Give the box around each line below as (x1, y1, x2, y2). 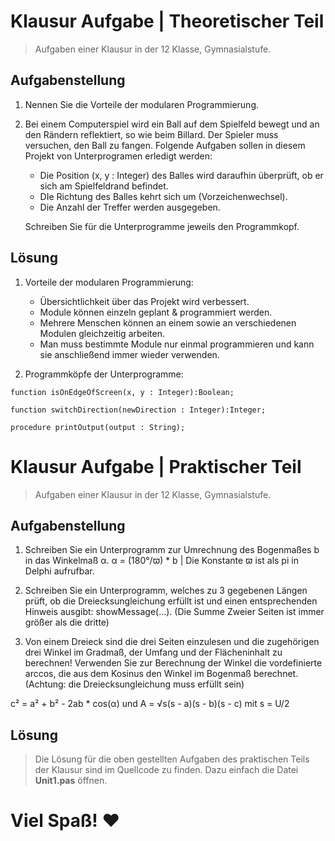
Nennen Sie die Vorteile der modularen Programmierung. (24, 98, 259, 110)
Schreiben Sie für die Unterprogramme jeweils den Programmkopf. (24, 220, 300, 232)
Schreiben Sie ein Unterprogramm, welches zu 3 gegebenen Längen (24, 585, 308, 597)
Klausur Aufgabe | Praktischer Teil (10, 455, 302, 478)
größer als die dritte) (24, 616, 110, 629)
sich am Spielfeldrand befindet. (39, 180, 169, 192)
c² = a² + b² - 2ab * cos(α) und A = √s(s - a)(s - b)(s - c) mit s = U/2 (10, 698, 290, 710)
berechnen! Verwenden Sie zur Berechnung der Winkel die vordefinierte (24, 657, 323, 669)
